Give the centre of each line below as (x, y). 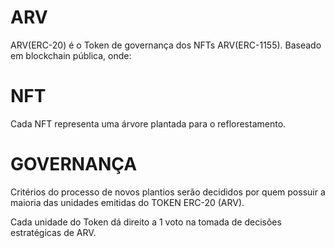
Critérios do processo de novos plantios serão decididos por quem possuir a (168, 192)
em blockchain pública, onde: (71, 55)
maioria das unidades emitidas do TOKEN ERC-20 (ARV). (127, 202)
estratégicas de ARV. (53, 232)
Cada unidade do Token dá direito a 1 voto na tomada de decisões (146, 222)
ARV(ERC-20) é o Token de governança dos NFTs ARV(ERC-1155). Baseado (166, 45)
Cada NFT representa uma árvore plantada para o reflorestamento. (148, 123)
